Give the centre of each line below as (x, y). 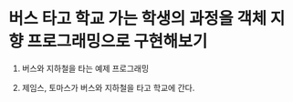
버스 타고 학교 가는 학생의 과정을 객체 (137, 19)
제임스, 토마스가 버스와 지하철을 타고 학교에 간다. (108, 87)
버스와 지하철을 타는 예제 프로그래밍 (85, 68)
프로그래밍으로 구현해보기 (117, 41)
